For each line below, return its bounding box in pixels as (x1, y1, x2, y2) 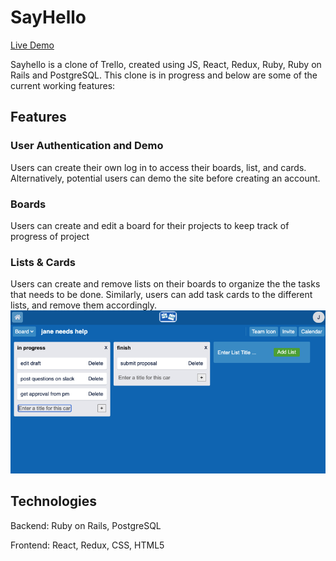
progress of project (10, 230, 90, 242)
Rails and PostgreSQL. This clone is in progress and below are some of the (10, 69, 318, 81)
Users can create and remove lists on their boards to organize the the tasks (10, 278, 321, 290)
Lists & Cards (10, 255, 76, 269)
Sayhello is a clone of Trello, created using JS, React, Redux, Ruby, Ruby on (10, 58, 322, 70)
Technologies (10, 493, 98, 510)
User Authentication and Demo (10, 139, 164, 153)
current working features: (10, 79, 116, 91)
